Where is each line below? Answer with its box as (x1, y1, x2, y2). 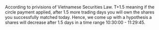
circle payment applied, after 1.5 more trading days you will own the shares (5, 9, 155, 15)
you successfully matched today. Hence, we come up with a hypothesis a (5, 15, 152, 20)
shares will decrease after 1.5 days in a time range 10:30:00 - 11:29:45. (5, 19, 145, 25)
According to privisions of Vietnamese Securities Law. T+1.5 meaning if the (5, 4, 155, 10)
